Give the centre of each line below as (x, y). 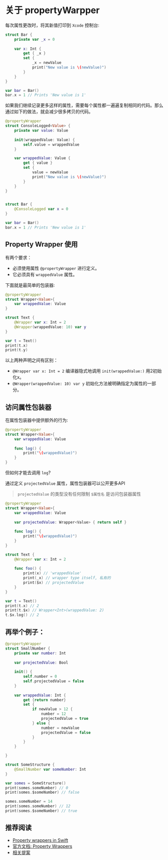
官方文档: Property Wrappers (42, 846)
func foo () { (28, 569)
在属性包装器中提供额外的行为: (37, 420)
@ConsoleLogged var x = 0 (41, 209)
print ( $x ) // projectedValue (54, 583)
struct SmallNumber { (28, 649)
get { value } (38, 163)
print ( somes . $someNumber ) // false (42, 792)
